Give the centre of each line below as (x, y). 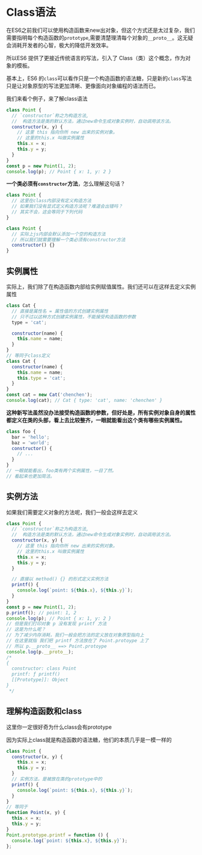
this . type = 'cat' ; (41, 378)
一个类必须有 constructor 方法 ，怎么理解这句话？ (66, 184)
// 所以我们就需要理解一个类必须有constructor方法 (69, 239)
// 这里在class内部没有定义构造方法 (52, 201)
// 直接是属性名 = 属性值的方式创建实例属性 (60, 311)
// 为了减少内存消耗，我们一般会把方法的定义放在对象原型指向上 (75, 635)
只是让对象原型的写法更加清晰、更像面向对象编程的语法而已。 (83, 85)
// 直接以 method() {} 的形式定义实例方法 (60, 579)
